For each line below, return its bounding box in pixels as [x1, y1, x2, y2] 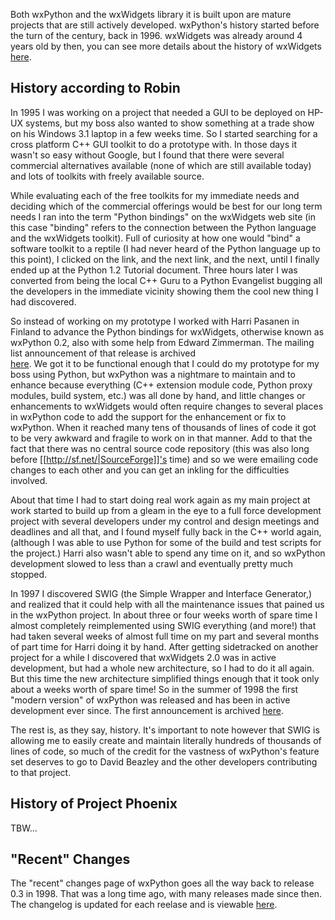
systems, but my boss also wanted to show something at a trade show [24, 117, 315, 129]
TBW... [10, 822, 38, 834]
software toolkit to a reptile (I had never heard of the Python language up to [10, 242, 321, 254]
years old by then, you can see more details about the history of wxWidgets [10, 40, 322, 52]
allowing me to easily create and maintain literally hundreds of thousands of [10, 734, 322, 746]
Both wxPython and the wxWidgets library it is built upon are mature [10, 9, 292, 20]
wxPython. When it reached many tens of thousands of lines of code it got [10, 421, 317, 433]
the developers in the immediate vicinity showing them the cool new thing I [10, 285, 319, 297]
